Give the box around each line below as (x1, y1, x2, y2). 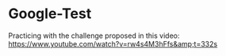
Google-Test (8, 5, 92, 23)
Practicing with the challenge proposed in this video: (8, 31, 180, 40)
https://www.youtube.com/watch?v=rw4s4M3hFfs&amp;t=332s (8, 39, 218, 48)
